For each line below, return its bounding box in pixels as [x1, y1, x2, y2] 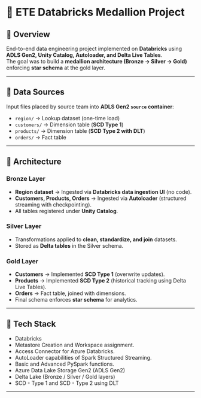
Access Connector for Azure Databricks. [14, 347, 115, 355]
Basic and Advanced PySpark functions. [14, 360, 115, 367]
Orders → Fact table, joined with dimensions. [14, 290, 127, 297]
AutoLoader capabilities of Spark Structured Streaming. [14, 354, 152, 361]
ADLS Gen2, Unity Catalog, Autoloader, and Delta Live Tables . [6, 51, 163, 59]
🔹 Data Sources [6, 87, 65, 98]
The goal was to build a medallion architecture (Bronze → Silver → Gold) [6, 58, 187, 65]
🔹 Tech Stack [6, 319, 56, 329]
